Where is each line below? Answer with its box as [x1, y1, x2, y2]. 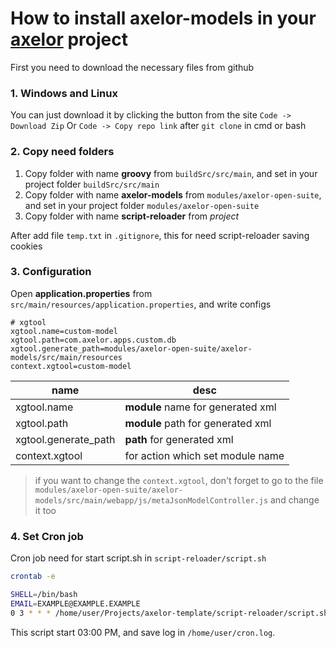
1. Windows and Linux [10, 86, 118, 100]
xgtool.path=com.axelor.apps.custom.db [10, 335, 177, 345]
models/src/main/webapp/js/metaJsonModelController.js [34, 495, 269, 506]
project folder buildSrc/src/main [24, 178, 160, 190]
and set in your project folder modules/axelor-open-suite [24, 199, 260, 211]
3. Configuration [10, 265, 92, 279]
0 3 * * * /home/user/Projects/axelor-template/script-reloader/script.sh [10, 608, 329, 618]
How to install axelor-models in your [10, 7, 317, 30]
